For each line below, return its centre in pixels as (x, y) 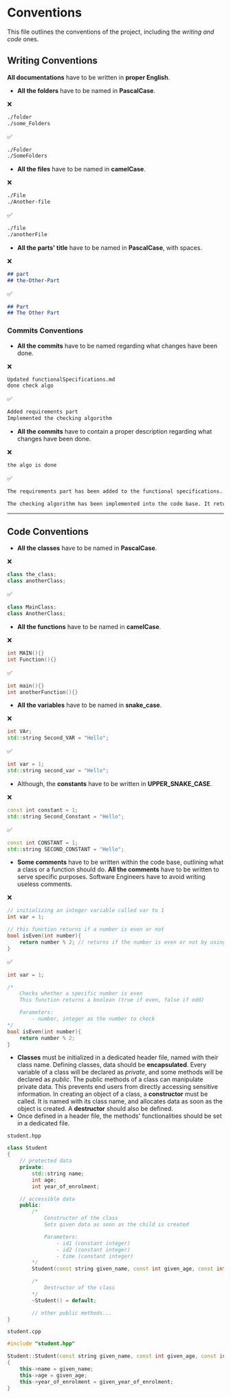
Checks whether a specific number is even (81, 994)
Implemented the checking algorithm (59, 419)
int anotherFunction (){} (43, 692)
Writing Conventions (53, 61)
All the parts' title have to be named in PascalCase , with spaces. (110, 247)
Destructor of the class (79, 1288)
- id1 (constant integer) (93, 1243)
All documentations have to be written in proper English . (89, 77)
